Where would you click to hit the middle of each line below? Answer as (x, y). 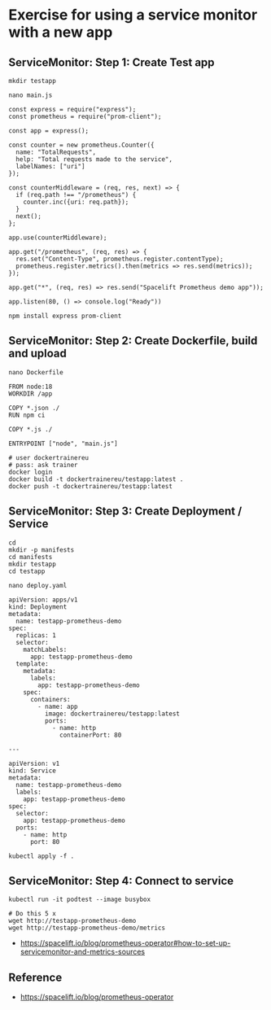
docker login (31, 472)
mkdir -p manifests (42, 550)
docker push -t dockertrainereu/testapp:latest (91, 486)
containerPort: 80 (91, 735)
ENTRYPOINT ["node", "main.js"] (63, 444)
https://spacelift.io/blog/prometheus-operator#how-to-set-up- (125, 943)
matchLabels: (45, 649)
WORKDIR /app (31, 394)
